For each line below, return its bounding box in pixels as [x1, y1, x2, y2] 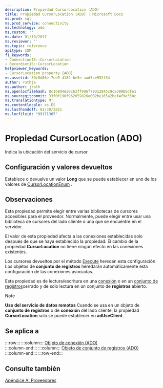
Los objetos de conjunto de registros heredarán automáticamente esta [5, 263, 148, 269]
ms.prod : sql [5, 16, 32, 21]
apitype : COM [5, 48, 32, 53]
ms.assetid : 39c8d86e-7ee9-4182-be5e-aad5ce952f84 [5, 75, 110, 80]
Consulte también [5, 365, 61, 373]
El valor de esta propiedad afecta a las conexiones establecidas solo [5, 233, 143, 239]
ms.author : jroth [5, 84, 41, 89]
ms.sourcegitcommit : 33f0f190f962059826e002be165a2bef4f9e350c [5, 93, 137, 98]
